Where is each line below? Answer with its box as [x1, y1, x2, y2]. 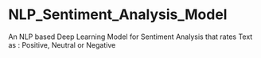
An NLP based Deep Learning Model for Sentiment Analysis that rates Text [8, 32, 253, 41]
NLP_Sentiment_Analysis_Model [8, 6, 228, 24]
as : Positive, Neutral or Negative [8, 40, 116, 49]
